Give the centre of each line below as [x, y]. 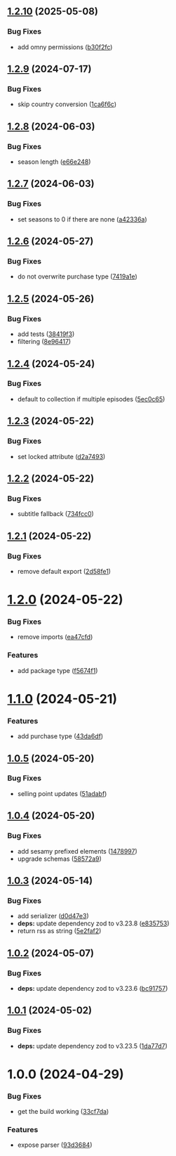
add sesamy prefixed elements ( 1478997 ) [77, 851]
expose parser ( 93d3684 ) [55, 1145]
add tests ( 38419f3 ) [46, 334]
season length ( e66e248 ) [54, 162]
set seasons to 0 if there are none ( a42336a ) [82, 219]
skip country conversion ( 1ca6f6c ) [67, 104]
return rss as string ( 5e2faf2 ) [59, 931]
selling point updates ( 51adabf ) [62, 793]
